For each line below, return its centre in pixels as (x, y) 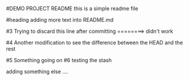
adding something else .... (37, 72)
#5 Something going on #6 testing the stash (59, 60)
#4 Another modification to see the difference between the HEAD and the (94, 43)
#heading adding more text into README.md (60, 20)
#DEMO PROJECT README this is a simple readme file (72, 9)
